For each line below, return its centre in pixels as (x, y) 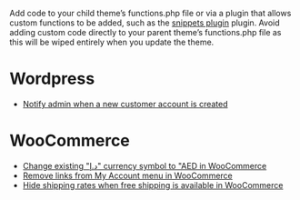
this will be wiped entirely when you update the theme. (112, 42)
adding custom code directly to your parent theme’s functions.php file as (145, 32)
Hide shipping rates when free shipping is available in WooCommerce (153, 185)
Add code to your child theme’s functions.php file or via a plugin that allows (150, 13)
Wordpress (52, 79)
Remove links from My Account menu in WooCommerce (128, 175)
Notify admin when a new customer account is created (125, 104)
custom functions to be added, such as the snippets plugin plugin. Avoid (145, 23)
